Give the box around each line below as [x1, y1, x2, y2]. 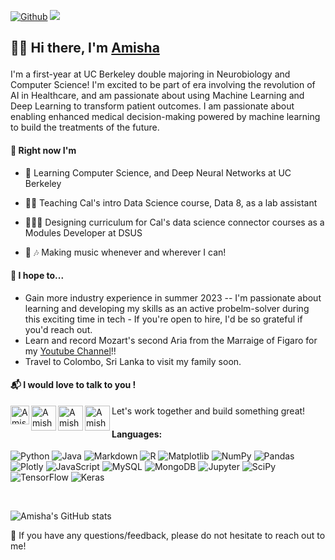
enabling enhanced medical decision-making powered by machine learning [10, 111, 321, 123]
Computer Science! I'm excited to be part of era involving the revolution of [10, 79, 316, 91]
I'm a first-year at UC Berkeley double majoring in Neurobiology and [10, 68, 291, 80]
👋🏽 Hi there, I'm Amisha [10, 40, 160, 57]
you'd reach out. [24, 323, 93, 335]
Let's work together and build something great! [111, 405, 306, 417]
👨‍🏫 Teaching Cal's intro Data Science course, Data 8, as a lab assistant [24, 196, 318, 209]
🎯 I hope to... [10, 270, 65, 282]
